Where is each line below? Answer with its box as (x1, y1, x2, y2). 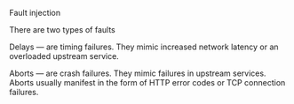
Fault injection (9, 8, 61, 18)
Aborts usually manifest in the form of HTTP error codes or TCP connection (9, 78, 286, 87)
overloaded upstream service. (9, 51, 120, 61)
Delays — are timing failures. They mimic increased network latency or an (9, 41, 279, 52)
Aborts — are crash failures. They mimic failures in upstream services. (9, 68, 266, 78)
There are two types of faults (9, 25, 115, 34)
